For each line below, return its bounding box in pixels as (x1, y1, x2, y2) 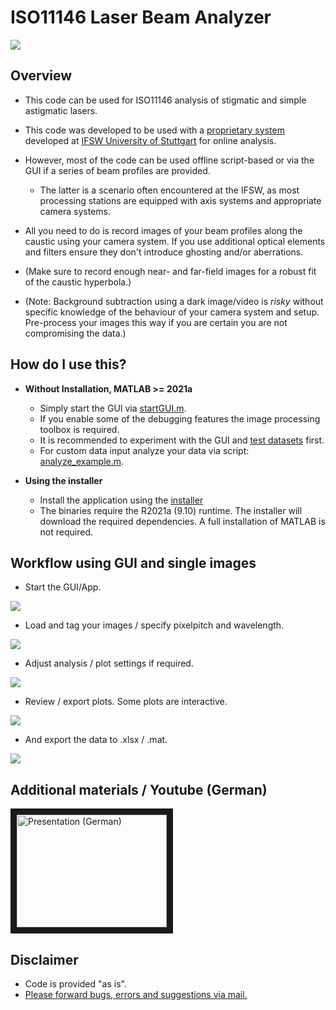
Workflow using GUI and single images (10, 554, 257, 571)
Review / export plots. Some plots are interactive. (24, 696, 228, 708)
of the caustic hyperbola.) (24, 276, 132, 288)
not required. (39, 526, 94, 538)
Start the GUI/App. (24, 581, 102, 593)
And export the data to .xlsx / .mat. (24, 734, 168, 746)
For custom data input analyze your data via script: (39, 444, 250, 456)
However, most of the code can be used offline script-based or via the (24, 154, 315, 166)
